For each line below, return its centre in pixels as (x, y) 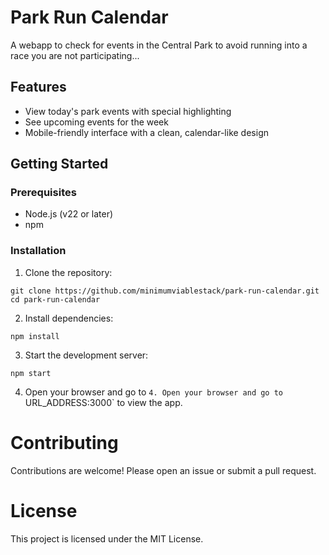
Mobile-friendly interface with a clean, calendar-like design (146, 132)
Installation (38, 251)
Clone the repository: (68, 272)
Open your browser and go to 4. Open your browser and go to (153, 392)
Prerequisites (43, 193)
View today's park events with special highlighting (128, 111)
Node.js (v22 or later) (69, 214)
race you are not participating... (75, 55)
